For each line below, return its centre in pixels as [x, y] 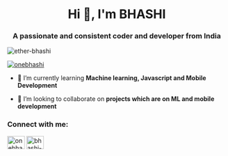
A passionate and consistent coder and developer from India [117, 36]
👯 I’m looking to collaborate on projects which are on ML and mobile [116, 99]
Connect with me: [38, 125]
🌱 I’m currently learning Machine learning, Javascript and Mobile [112, 78]
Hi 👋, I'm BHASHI [117, 14]
